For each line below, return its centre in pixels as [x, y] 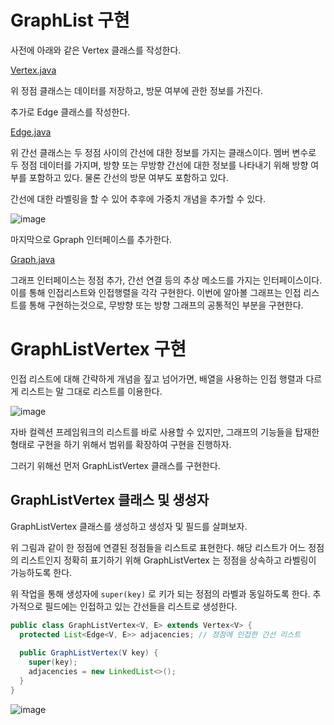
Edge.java [31, 132]
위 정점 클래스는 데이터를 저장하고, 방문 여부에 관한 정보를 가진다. [137, 90]
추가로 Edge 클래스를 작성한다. [70, 112]
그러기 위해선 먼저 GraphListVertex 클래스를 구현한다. [115, 465]
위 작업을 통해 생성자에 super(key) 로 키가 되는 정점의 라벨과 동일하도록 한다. [160, 593]
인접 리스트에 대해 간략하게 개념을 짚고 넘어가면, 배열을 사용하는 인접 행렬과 [157, 378]
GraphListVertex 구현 [98, 349]
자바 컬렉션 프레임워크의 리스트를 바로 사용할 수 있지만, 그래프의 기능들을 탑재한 [165, 432]
